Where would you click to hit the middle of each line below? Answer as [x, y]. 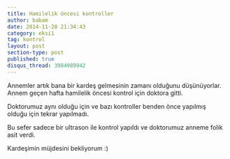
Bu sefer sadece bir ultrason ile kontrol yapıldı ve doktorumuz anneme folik [115, 127]
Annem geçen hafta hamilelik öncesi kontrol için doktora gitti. [95, 93]
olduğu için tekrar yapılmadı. [48, 114]
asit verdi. [21, 135]
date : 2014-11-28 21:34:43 [46, 26]
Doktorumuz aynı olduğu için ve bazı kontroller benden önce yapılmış [107, 106]
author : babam [28, 20]
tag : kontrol [26, 40]
